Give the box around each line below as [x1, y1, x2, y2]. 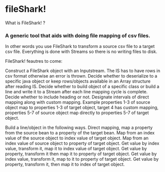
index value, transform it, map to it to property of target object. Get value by [5, 156, 159, 162]
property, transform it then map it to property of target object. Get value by [5, 151, 157, 157]
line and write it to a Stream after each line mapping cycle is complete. [5, 89, 148, 95]
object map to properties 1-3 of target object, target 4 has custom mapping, [5, 105, 159, 111]
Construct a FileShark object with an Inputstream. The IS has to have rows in [5, 68, 161, 74]
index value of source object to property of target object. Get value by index [5, 140, 160, 146]
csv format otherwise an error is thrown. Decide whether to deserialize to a [5, 73, 158, 79]
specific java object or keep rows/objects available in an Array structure [5, 78, 151, 85]
